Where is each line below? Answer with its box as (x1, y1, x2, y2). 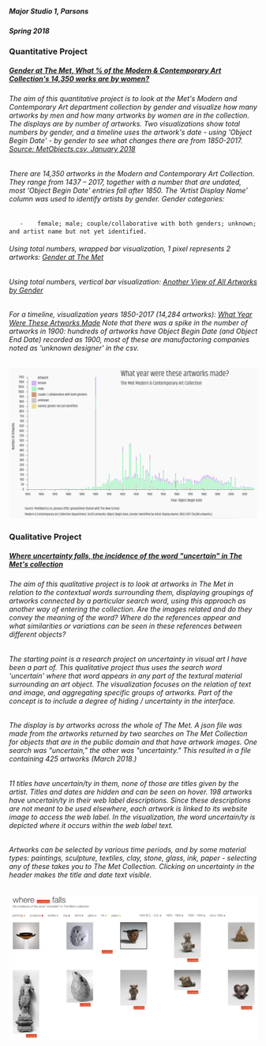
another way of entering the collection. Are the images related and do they (9, 604, 253, 614)
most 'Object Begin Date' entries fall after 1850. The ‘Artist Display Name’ (9, 186, 248, 195)
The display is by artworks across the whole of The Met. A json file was (9, 721, 243, 730)
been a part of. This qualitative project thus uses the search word (9, 662, 223, 672)
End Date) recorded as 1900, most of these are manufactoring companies (9, 335, 249, 344)
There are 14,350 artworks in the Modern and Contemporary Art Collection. (9, 168, 255, 178)
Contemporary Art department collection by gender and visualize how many (9, 103, 257, 112)
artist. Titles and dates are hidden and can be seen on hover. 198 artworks (9, 787, 253, 796)
